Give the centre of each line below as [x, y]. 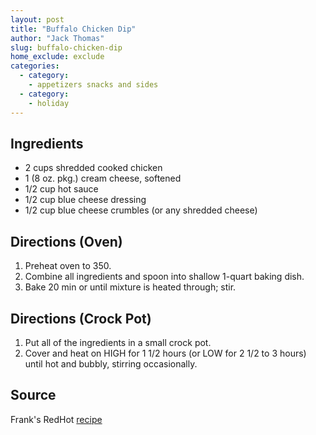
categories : [35, 66]
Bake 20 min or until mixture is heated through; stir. [130, 287]
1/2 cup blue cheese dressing [85, 200]
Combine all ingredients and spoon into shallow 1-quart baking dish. [164, 277]
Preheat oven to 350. [68, 266]
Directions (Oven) [66, 241]
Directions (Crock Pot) [81, 318]
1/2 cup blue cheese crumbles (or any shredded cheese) [141, 210]
